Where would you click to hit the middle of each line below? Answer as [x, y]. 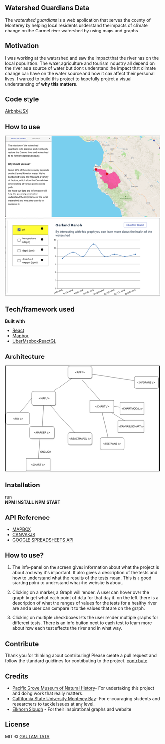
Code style [22, 100]
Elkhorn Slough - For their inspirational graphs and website [72, 709]
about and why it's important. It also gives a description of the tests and [85, 573]
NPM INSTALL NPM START [33, 502]
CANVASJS [24, 535]
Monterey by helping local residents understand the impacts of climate [77, 25]
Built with [15, 321]
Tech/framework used [40, 309]
